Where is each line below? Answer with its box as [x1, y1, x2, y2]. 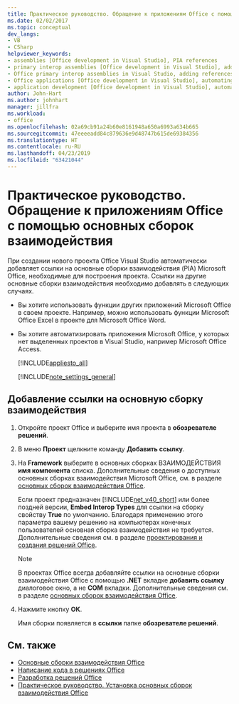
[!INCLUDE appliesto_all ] [17, 358, 88, 367]
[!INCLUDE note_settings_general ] [17, 372, 116, 381]
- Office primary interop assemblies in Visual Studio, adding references [7, 70, 234, 77]
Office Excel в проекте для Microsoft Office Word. [17, 316, 166, 324]
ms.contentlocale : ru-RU [7, 144, 81, 151]
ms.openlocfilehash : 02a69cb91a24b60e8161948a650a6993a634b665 [7, 123, 199, 131]
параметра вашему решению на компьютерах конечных [17, 518, 191, 526]
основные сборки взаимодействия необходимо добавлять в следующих [7, 279, 229, 288]
